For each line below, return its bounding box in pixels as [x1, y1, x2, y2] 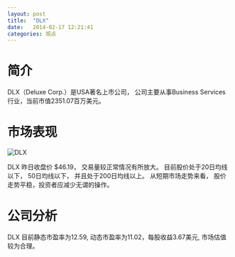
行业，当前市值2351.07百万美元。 [7, 97, 105, 105]
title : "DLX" [7, 17, 50, 24]
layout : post [7, 10, 46, 18]
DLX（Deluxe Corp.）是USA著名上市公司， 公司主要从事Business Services [7, 88, 226, 97]
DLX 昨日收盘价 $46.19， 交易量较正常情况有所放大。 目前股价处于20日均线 [7, 163, 229, 171]
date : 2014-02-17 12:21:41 [7, 23, 94, 31]
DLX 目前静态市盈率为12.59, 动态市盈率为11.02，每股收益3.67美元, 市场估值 [7, 233, 227, 241]
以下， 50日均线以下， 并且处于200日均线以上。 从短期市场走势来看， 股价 [7, 172, 227, 180]
